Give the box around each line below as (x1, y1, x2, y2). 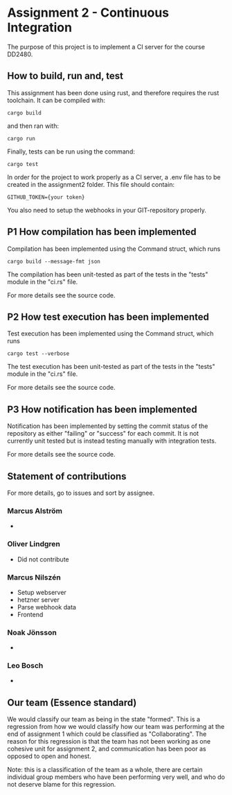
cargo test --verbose (7, 350, 70, 357)
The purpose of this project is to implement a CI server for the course (7, 42, 206, 51)
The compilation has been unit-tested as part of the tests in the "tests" (7, 270, 208, 279)
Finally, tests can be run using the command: (7, 147, 135, 156)
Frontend (17, 610, 44, 618)
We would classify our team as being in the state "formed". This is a (7, 715, 201, 723)
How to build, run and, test (7, 70, 123, 82)
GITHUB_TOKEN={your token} (7, 193, 85, 201)
